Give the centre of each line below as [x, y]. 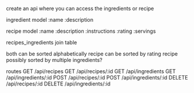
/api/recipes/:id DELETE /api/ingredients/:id [58, 84]
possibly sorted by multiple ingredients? [54, 60]
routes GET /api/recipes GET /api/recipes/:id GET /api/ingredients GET [91, 71]
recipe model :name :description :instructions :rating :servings [81, 31]
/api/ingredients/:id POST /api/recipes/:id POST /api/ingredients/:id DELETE [97, 77]
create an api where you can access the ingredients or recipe [80, 8]
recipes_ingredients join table [42, 42]
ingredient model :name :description [50, 20]
